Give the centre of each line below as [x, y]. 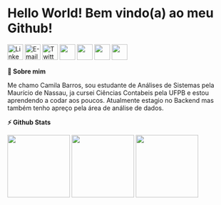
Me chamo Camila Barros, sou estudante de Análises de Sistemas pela [111, 85]
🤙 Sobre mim [27, 71]
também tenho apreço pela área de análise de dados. [86, 108]
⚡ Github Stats [29, 122]
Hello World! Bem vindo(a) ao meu [110, 13]
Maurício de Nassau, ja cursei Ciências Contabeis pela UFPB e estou [108, 92]
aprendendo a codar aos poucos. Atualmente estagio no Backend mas [110, 100]
